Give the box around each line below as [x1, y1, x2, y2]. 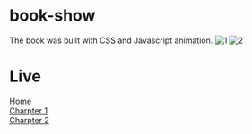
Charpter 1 [9, 105, 48, 116]
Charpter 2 [9, 114, 49, 125]
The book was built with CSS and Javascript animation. [9, 35, 213, 46]
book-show [9, 5, 96, 26]
